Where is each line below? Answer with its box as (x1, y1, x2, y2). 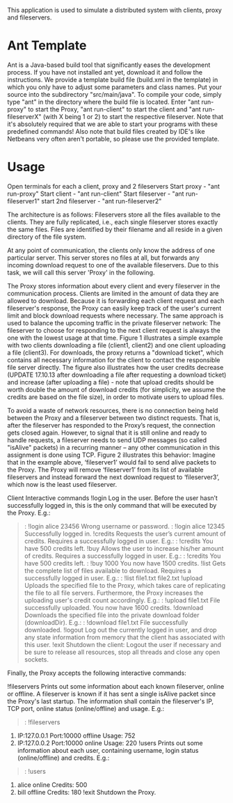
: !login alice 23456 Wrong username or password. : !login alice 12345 (24, 522, 225, 530)
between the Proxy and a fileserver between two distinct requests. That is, (7, 414, 220, 422)
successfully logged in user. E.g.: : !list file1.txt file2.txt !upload (24, 574, 203, 582)
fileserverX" (7, 112, 42, 120)
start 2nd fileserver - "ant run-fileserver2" (41, 196, 162, 205)
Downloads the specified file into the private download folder (24, 611, 200, 619)
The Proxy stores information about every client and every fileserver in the (7, 281, 220, 290)
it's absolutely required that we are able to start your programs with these (7, 120, 218, 128)
